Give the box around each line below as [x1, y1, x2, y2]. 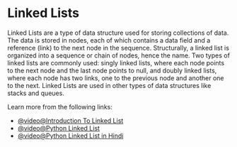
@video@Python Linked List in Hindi [17, 131, 124, 140]
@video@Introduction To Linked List [17, 116, 124, 125]
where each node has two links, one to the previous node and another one [7, 73, 224, 82]
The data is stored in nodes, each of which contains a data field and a [7, 36, 211, 44]
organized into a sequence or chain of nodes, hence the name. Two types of [7, 51, 230, 60]
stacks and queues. [7, 89, 65, 97]
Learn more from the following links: [7, 102, 113, 111]
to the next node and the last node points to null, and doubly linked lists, [7, 66, 217, 75]
